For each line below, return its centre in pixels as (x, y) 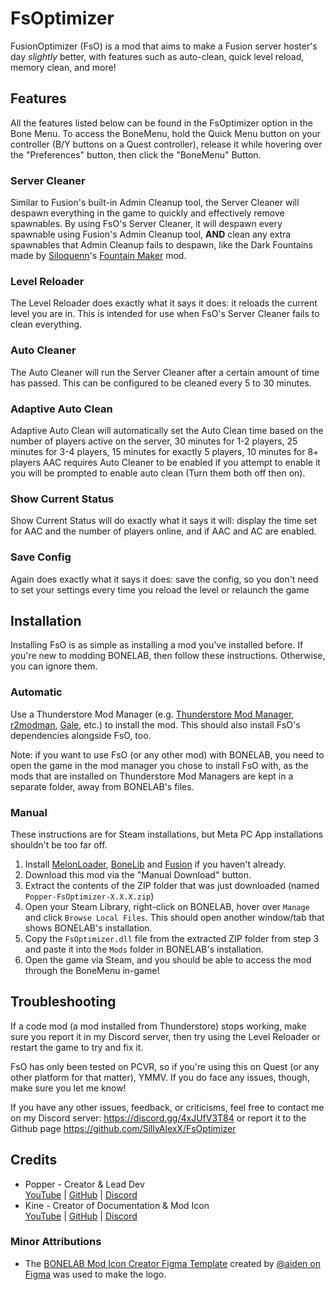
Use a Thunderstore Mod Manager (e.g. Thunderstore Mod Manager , (152, 714)
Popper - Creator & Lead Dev (84, 1184)
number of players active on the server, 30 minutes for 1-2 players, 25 (154, 441)
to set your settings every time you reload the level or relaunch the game (160, 589)
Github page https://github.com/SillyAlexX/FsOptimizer (123, 1128)
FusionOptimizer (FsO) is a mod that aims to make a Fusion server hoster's (164, 46)
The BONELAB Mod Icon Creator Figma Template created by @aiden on (172, 1263)
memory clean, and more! (63, 67)
